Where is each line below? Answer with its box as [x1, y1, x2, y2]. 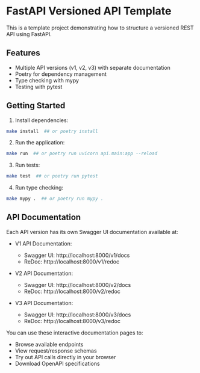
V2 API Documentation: [14, 270, 73, 277]
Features [6, 48, 40, 58]
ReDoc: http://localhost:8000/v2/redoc [23, 288, 120, 295]
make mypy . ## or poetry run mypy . [6, 196, 104, 202]
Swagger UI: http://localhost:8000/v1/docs [23, 251, 130, 259]
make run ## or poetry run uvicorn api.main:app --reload [6, 150, 158, 157]
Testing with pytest [14, 83, 63, 90]
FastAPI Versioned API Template [6, 4, 172, 18]
